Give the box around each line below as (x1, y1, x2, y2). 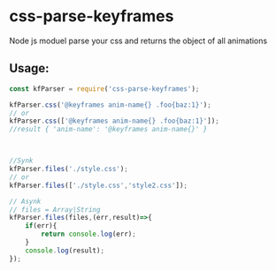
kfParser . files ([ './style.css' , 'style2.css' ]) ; (9, 181, 188, 190)
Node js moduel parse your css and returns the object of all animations (9, 35, 268, 46)
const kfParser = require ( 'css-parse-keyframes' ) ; (9, 84, 200, 94)
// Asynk (9, 197, 42, 206)
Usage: (9, 61, 50, 76)
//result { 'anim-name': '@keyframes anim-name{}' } (9, 125, 208, 134)
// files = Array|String (9, 205, 101, 214)
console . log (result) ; (25, 245, 104, 255)
